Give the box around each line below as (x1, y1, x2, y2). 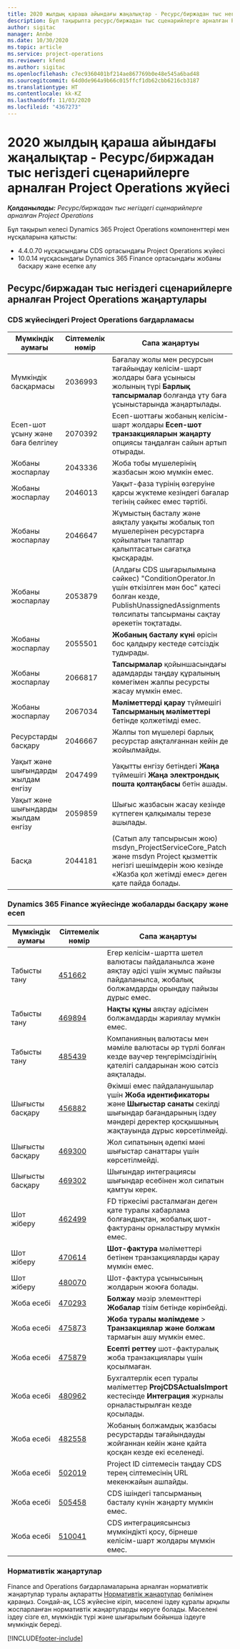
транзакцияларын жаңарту (111, 428, 211, 438)
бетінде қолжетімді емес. (111, 715, 201, 726)
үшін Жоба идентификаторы (106, 1089, 210, 1099)
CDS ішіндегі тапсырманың (106, 1488, 202, 1498)
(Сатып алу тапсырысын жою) (111, 833, 218, 843)
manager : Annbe (7, 30, 53, 38)
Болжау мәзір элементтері (106, 1293, 201, 1303)
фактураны (106, 1223, 146, 1233)
